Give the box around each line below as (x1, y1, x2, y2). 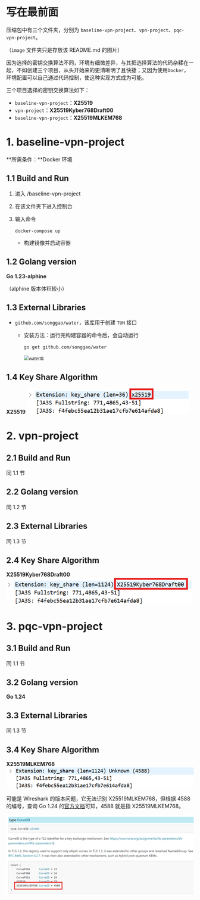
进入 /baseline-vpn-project (14, 190, 81, 197)
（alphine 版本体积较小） (6, 285, 67, 292)
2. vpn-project (6, 429, 79, 443)
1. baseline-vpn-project (6, 135, 125, 149)
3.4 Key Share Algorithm (6, 745, 99, 755)
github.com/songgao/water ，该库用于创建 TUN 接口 (14, 319, 137, 326)
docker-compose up (14, 228, 61, 234)
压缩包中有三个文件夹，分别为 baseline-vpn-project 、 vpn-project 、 (6, 26, 174, 33)
